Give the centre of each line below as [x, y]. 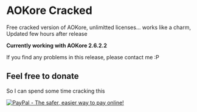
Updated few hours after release [47, 33]
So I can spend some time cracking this [56, 91]
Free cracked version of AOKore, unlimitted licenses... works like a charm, [99, 27]
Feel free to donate [43, 76]
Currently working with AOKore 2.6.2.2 [57, 45]
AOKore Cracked [49, 11]
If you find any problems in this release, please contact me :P [83, 57]
